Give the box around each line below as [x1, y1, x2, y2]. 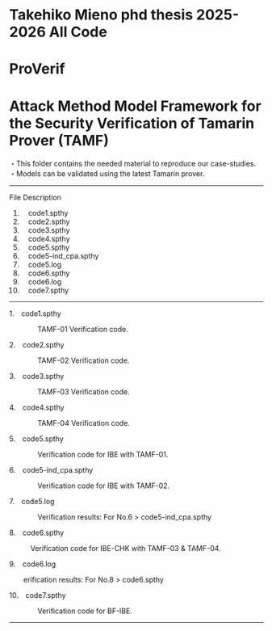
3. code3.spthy [9, 372, 65, 381]
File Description [9, 192, 61, 203]
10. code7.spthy [9, 591, 67, 600]
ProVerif [9, 60, 65, 78]
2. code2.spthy [9, 340, 65, 350]
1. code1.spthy [9, 309, 61, 318]
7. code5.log [9, 497, 55, 507]
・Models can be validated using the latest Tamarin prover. [9, 169, 205, 179]
